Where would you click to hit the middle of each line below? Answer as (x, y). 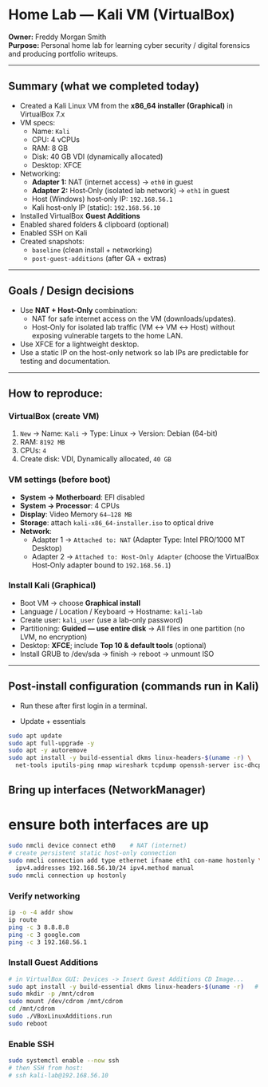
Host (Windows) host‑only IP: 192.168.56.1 (102, 199)
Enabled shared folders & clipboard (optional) (94, 224)
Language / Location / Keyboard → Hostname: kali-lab (111, 611)
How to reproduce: (56, 393)
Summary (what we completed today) (104, 87)
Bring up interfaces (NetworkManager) (107, 791)
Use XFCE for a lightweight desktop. (79, 344)
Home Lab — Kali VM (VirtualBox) (122, 15)
